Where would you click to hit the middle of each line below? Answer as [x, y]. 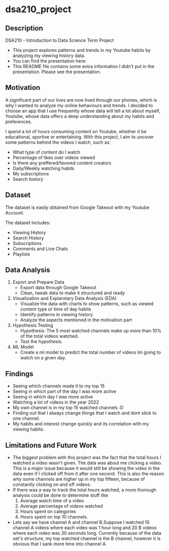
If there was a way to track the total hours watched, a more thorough [84, 490]
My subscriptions [31, 173]
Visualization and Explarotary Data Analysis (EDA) [64, 298]
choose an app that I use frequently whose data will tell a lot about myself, [83, 111]
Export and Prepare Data [38, 282]
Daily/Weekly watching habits [43, 168]
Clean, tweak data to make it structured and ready [73, 293]
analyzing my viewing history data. [49, 55]
